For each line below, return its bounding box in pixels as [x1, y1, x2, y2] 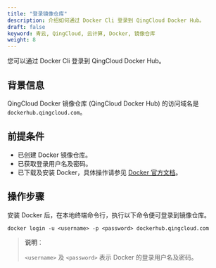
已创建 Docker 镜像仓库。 [17, 151, 91, 159]
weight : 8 [7, 37, 37, 44]
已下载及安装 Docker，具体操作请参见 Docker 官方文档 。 [17, 168, 182, 177]
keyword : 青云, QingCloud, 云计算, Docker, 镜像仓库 [7, 30, 156, 37]
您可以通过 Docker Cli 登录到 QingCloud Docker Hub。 [7, 57, 165, 65]
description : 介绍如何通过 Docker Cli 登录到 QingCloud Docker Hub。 [7, 17, 205, 24]
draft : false [7, 23, 46, 30]
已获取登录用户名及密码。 [17, 159, 92, 167]
